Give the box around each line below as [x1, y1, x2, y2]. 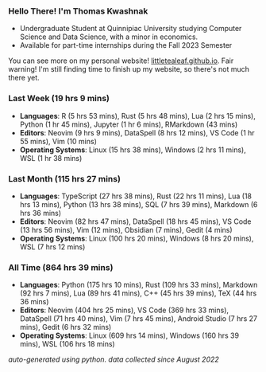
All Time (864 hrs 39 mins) [8, 261, 114, 272]
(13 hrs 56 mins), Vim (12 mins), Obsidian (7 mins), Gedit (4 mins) [19, 225, 233, 234]
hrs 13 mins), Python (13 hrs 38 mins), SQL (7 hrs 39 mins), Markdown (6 [19, 199, 258, 209]
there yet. [8, 73, 40, 83]
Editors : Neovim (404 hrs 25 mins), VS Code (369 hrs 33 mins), [19, 305, 229, 315]
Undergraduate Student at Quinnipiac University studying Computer [19, 24, 242, 33]
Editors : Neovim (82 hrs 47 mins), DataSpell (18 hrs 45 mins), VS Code [19, 217, 252, 226]
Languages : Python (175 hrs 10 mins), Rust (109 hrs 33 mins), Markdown [19, 280, 258, 290]
